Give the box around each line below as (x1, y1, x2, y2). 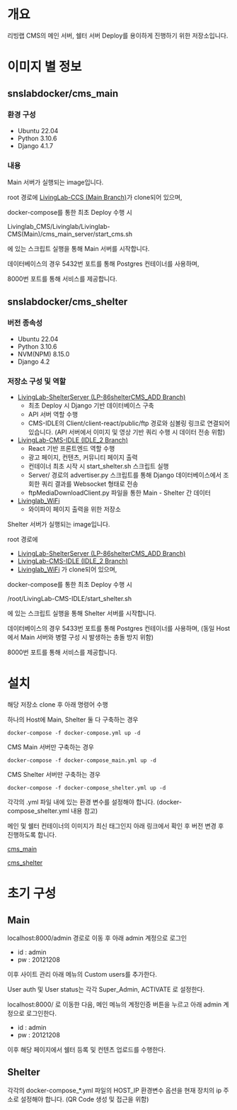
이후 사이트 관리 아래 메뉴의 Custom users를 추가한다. (7, 970, 158, 979)
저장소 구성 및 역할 (7, 376, 67, 386)
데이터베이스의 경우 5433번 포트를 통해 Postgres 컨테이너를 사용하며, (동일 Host (7, 624, 231, 633)
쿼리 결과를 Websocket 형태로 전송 (41, 480, 139, 488)
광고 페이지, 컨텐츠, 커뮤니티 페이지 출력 (28, 453, 138, 461)
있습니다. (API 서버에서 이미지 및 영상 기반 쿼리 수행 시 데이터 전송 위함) (28, 428, 226, 437)
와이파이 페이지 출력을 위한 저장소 (28, 505, 122, 514)
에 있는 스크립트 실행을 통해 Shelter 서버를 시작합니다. (7, 609, 157, 617)
